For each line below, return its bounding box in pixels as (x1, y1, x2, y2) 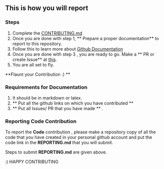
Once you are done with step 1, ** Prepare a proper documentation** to (12, 35, 159, 41)
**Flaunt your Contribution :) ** (5, 71, 71, 77)
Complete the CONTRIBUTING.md (12, 30, 82, 36)
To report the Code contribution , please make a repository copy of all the (5, 129, 156, 135)
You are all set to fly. (12, 61, 55, 67)
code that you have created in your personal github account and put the (5, 134, 153, 140)
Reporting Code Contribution (5, 117, 77, 124)
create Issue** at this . (12, 56, 57, 62)
